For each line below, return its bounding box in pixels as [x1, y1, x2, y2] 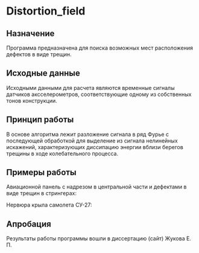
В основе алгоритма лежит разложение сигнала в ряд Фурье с [6, 130, 169, 138]
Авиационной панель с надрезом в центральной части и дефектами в [6, 183, 187, 191]
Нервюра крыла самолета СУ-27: [6, 201, 92, 209]
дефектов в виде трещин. [6, 51, 72, 58]
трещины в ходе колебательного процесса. [6, 150, 119, 157]
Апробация [6, 219, 51, 229]
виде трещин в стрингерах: [6, 190, 77, 197]
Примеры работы [6, 167, 77, 178]
